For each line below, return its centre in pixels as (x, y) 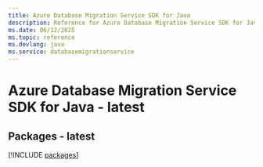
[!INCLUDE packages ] (43, 155)
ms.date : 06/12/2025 (42, 30)
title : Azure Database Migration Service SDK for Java (99, 15)
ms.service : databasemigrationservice (71, 52)
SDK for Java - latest (76, 107)
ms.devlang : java (36, 45)
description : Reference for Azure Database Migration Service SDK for (126, 23)
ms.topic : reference (42, 37)
